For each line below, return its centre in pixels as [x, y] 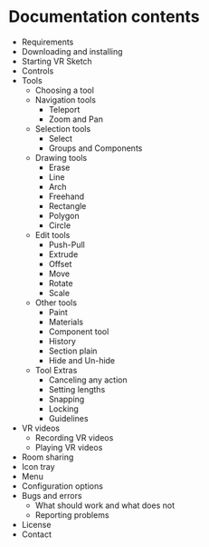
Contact [36, 534]
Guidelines [68, 418]
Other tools [56, 303]
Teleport [64, 109]
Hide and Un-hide [82, 360]
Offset [60, 264]
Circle [60, 225]
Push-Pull [66, 244]
